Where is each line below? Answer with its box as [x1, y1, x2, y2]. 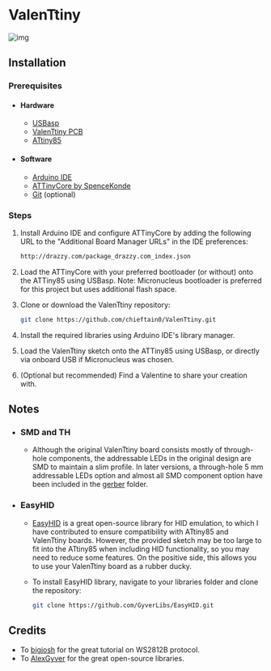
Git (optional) [32, 189, 76, 199]
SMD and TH [19, 427, 71, 438]
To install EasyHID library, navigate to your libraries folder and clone [32, 577, 259, 587]
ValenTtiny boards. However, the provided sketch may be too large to [32, 535, 262, 545]
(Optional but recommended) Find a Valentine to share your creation [19, 370, 248, 380]
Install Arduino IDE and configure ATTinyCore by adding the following [19, 228, 252, 237]
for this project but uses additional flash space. [19, 284, 177, 293]
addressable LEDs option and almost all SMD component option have [32, 471, 263, 481]
